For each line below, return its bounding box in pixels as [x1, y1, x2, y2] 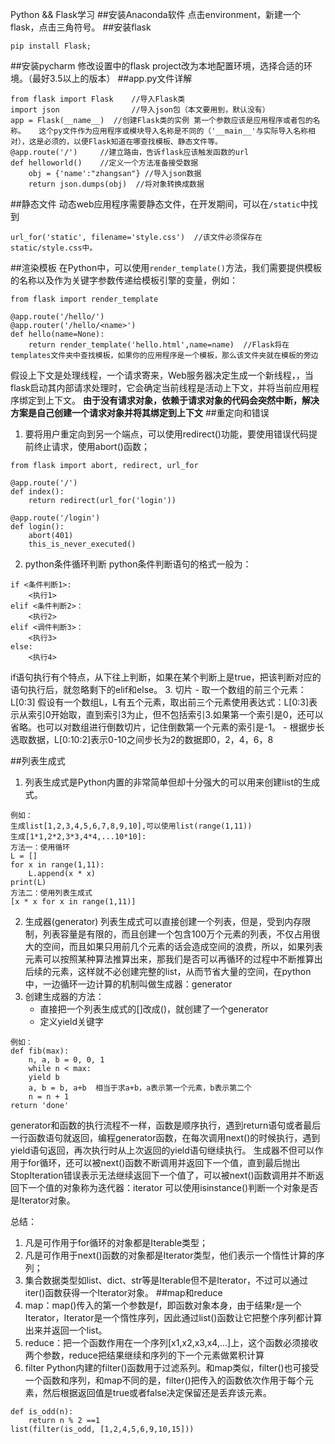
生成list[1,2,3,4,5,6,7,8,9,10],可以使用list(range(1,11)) [10, 821, 253, 831]
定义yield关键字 [39, 1016, 104, 1027]
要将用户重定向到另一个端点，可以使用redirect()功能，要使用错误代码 [24, 428, 309, 440]
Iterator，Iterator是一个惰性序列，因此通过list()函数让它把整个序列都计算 [24, 1312, 323, 1323]
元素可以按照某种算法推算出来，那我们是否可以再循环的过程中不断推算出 [24, 953, 323, 965]
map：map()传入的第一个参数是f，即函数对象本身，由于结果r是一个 [24, 1299, 302, 1311]
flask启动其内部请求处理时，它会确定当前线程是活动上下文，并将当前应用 [10, 382, 311, 393]
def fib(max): [10, 1046, 70, 1056]
